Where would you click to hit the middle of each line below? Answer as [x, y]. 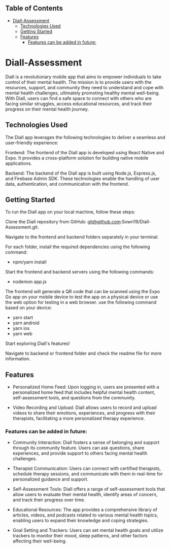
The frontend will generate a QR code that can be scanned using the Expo [83, 292]
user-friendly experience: [32, 143]
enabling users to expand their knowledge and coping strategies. [80, 521]
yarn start [23, 318]
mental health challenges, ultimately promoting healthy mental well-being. [82, 93]
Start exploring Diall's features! [38, 344]
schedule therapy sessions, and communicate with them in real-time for [88, 474]
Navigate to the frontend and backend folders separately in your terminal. [82, 237]
